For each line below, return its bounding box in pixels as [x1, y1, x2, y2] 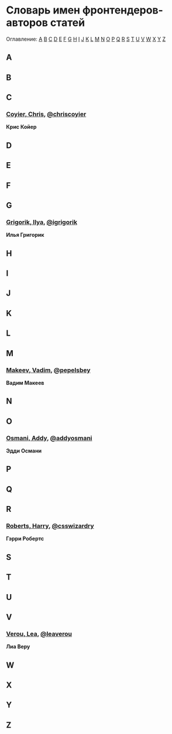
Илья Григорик [6, 232, 44, 239]
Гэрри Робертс [6, 535, 44, 542]
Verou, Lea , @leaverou [6, 629, 72, 638]
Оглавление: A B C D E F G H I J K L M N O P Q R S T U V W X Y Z [6, 35, 166, 42]
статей [50, 16, 85, 29]
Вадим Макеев [6, 379, 44, 386]
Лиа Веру [6, 643, 30, 650]
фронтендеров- [82, 4, 164, 17]
